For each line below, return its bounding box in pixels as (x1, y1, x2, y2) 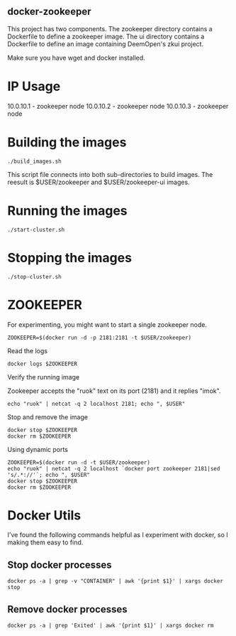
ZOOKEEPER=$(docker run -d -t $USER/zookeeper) (7, 458, 151, 466)
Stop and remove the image (7, 412, 89, 421)
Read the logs (7, 346, 48, 355)
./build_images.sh (7, 158, 62, 165)
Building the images (7, 134, 127, 150)
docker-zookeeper (7, 6, 91, 18)
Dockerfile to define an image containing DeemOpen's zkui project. (7, 39, 204, 48)
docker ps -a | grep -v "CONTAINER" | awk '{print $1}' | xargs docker (7, 578, 223, 585)
